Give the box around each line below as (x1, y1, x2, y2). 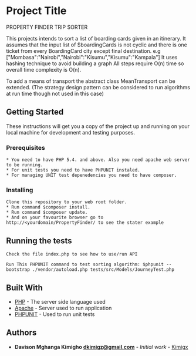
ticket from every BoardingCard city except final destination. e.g (6, 47, 161, 54)
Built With (6, 283, 43, 293)
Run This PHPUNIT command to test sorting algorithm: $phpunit (6, 261, 164, 268)
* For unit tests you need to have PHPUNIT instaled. (6, 167, 141, 173)
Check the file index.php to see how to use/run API (6, 251, 138, 257)
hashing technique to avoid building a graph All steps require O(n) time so (6, 60, 184, 67)
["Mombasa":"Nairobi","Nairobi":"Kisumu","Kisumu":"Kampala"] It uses (6, 53, 178, 61)
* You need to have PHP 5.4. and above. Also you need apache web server (6, 157, 191, 163)
